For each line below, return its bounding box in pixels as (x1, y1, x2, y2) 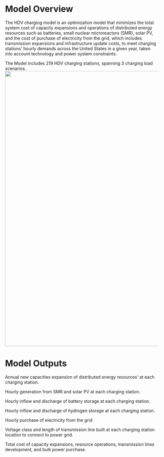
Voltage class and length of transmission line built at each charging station (5, 427, 155, 433)
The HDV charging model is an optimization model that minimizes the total (5, 20, 154, 25)
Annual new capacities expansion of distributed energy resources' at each (5, 374, 155, 380)
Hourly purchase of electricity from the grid (5, 417, 93, 423)
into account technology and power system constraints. (5, 50, 117, 57)
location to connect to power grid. (5, 432, 73, 437)
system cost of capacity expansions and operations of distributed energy (5, 24, 153, 30)
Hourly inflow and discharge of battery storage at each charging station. (5, 398, 150, 404)
